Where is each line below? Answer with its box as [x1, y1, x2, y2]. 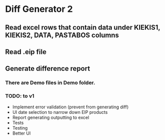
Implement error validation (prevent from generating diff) [12, 104, 129, 110]
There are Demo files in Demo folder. [5, 79, 95, 86]
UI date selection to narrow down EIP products [12, 109, 108, 115]
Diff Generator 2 [5, 3, 73, 15]
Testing [12, 125, 28, 131]
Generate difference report [5, 64, 90, 73]
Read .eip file [5, 47, 47, 56]
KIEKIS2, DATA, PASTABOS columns [5, 31, 119, 39]
